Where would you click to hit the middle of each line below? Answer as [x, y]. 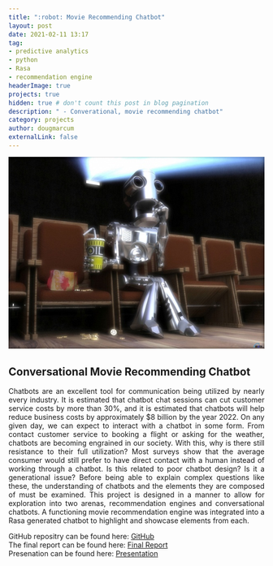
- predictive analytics [49, 52]
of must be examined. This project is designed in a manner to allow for [136, 495]
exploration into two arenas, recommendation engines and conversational [136, 503]
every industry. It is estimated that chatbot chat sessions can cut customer [136, 400]
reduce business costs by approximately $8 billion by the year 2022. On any [136, 417]
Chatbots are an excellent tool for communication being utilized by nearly [136, 391]
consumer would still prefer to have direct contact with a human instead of [136, 460]
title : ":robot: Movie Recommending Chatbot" [87, 17]
